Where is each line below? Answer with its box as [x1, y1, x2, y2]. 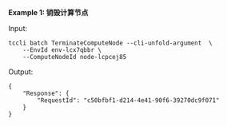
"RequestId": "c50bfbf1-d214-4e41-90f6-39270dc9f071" [37, 96, 220, 104]
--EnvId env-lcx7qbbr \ [22, 46, 102, 54]
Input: [8, 24, 28, 33]
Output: [8, 67, 34, 77]
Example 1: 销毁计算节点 [8, 8, 89, 17]
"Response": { [22, 89, 70, 97]
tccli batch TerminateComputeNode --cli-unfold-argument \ [8, 39, 213, 47]
